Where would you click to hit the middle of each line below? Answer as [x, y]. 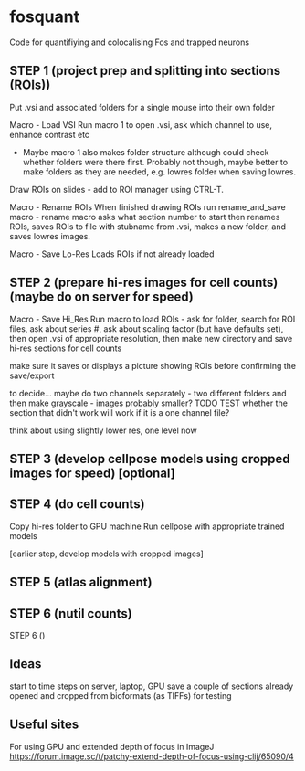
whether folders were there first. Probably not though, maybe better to [155, 162]
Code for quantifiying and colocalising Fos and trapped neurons [129, 42]
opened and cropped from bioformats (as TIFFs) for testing [121, 695]
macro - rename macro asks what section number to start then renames [145, 217]
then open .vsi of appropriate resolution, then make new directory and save [151, 338]
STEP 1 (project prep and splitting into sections [145, 71]
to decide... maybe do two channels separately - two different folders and [148, 393]
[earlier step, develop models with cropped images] [106, 554]
